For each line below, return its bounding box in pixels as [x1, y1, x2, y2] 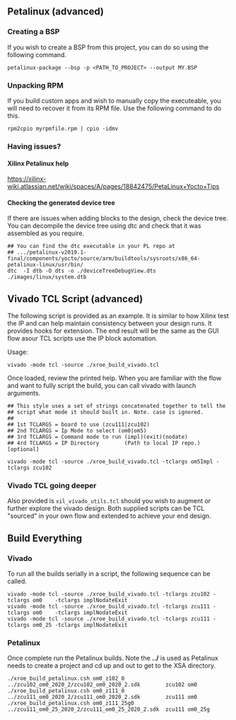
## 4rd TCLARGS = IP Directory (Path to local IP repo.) [7, 439, 201, 447]
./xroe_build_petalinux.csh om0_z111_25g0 [7, 700, 134, 707]
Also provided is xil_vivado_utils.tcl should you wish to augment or [7, 497, 211, 505]
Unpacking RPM [7, 81, 64, 90]
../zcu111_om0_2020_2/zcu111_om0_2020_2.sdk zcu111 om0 [7, 694, 198, 701]
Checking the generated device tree [7, 198, 115, 207]
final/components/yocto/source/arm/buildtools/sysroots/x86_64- [7, 255, 201, 262]
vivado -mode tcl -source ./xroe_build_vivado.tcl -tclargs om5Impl [7, 459, 213, 466]
